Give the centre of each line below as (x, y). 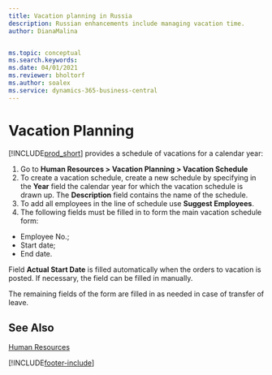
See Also (31, 328)
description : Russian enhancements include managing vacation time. (127, 24)
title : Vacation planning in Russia (70, 16)
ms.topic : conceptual (45, 53)
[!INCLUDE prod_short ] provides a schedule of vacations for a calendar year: (136, 153)
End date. (36, 253)
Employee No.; (45, 236)
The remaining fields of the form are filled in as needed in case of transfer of (136, 294)
